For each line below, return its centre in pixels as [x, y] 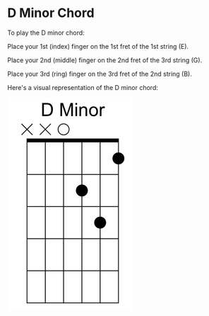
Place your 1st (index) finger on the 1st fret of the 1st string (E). [98, 46]
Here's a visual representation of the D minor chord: [83, 87]
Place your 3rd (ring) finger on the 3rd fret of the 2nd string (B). [100, 74]
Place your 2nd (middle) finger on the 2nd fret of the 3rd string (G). [105, 60]
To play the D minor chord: [46, 33]
